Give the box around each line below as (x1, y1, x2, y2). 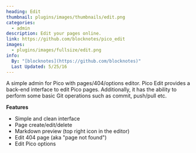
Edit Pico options (14, 140, 56, 148)
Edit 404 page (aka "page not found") (14, 134, 107, 141)
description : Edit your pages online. (6, 31, 102, 37)
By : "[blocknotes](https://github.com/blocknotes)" (11, 58, 142, 64)
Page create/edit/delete (14, 122, 73, 129)
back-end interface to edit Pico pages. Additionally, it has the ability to (6, 86, 177, 93)
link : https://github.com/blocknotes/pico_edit (6, 36, 126, 42)
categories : (6, 19, 35, 25)
